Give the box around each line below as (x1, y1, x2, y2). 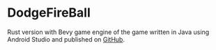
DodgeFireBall (7, 5, 91, 21)
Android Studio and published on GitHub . (7, 35, 125, 43)
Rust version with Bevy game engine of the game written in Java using (7, 28, 210, 36)
